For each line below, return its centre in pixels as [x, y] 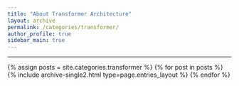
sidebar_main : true [36, 41]
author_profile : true [39, 34]
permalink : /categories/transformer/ [63, 27]
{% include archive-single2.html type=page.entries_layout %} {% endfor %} [119, 75]
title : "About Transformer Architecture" [70, 14]
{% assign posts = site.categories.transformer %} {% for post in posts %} [115, 68]
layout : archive [31, 21]
